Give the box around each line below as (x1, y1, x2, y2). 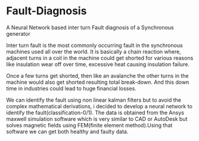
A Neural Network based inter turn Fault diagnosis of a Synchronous (6, 24, 174, 31)
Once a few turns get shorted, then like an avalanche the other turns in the (6, 72, 189, 79)
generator (6, 30, 31, 37)
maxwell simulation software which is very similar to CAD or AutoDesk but (6, 115, 188, 123)
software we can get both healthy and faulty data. (6, 128, 129, 135)
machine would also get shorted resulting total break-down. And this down (6, 79, 189, 86)
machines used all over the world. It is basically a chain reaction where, (6, 48, 182, 55)
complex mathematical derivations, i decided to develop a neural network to (6, 102, 192, 109)
